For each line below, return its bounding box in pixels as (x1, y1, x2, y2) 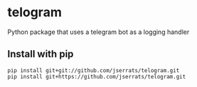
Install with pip (7, 48, 74, 60)
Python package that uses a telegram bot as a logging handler (7, 28, 190, 36)
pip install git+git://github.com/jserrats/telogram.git (7, 66, 180, 74)
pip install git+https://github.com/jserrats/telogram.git (7, 73, 186, 80)
